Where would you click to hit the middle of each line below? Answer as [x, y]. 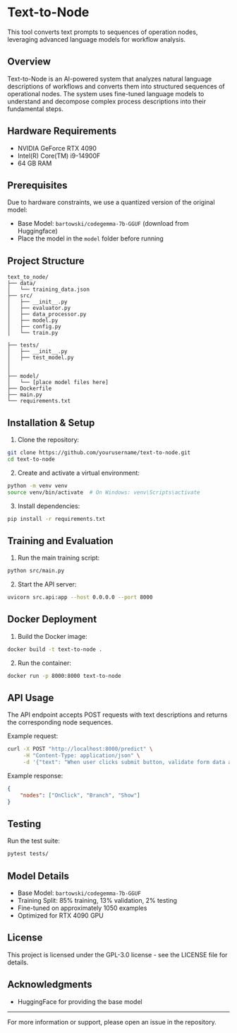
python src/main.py [36, 571]
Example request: [33, 736]
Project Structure [46, 261]
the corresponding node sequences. [60, 722]
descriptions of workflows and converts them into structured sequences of [116, 86]
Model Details [38, 876]
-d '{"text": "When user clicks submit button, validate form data [124, 762]
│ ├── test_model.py [41, 358]
